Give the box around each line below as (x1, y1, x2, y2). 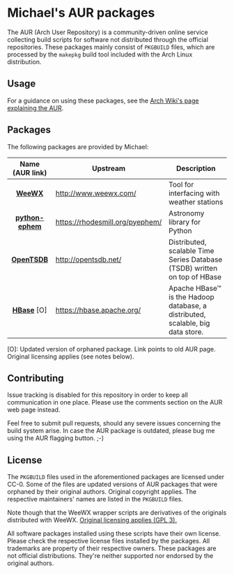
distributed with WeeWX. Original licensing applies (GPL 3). (7, 516, 178, 524)
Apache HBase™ (168, 283, 221, 293)
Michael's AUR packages (7, 5, 155, 21)
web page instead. (7, 406, 61, 414)
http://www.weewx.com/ (55, 188, 137, 198)
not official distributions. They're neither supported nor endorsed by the (7, 552, 214, 560)
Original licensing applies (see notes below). (7, 352, 134, 361)
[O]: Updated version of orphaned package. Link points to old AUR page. (7, 345, 216, 353)
